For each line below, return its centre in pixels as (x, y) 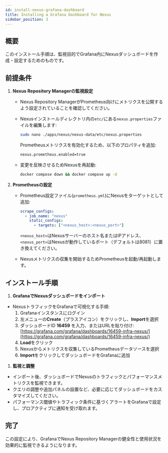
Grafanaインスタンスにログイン (53, 313)
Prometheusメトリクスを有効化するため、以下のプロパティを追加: (88, 145)
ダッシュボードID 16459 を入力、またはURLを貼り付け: (77, 325)
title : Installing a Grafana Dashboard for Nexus (58, 15)
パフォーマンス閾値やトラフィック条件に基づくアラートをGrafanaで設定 (87, 401)
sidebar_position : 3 (27, 19)
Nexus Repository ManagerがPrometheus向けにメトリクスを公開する (92, 102)
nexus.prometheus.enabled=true (53, 155)
